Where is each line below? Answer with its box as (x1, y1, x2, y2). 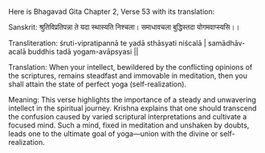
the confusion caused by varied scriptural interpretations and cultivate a (8, 112, 247, 121)
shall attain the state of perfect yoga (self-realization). (8, 79, 187, 89)
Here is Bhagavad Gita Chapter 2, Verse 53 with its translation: (8, 7, 215, 16)
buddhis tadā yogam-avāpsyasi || (27, 47, 139, 56)
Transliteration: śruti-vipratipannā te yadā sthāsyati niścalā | (8, 38, 206, 47)
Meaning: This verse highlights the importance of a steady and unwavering (8, 95, 257, 104)
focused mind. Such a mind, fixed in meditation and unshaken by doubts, (8, 120, 250, 130)
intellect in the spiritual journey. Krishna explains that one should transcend (8, 103, 257, 113)
